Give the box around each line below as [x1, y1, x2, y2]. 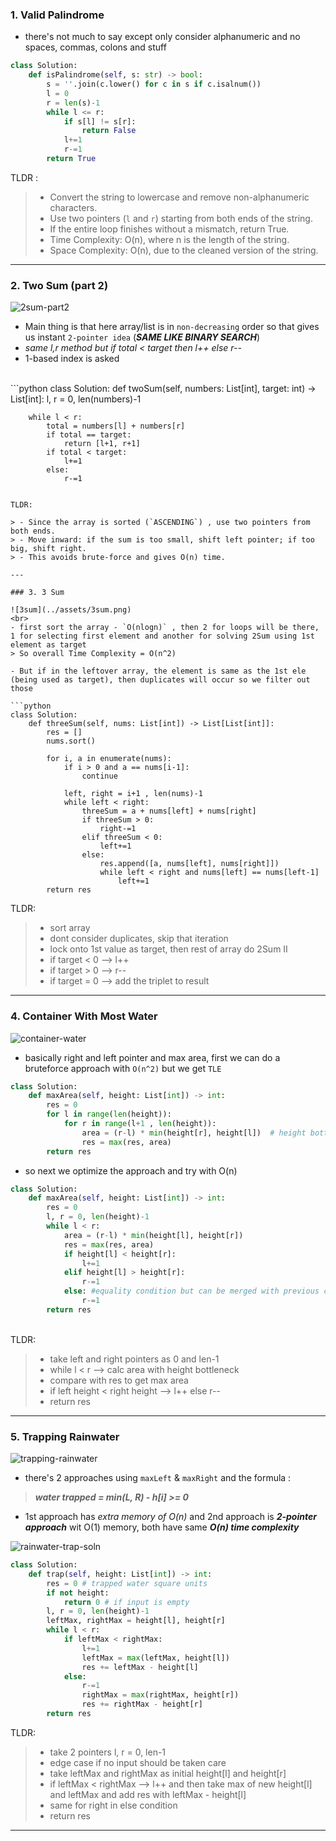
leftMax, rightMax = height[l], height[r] [46, 1616, 226, 1626]
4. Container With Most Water [10, 1009, 158, 1023]
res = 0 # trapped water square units [46, 1578, 208, 1588]
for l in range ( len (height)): [46, 1109, 172, 1120]
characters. [49, 201, 98, 213]
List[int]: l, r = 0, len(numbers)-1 [10, 393, 142, 405]
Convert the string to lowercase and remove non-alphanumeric [49, 191, 310, 203]
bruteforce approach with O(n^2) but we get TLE [24, 1062, 222, 1074]
